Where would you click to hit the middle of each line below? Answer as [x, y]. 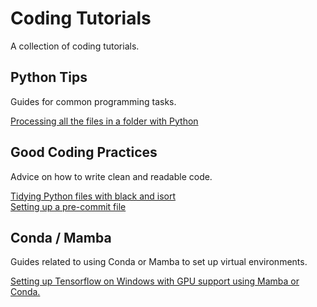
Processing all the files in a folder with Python [104, 121]
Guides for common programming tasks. [93, 101]
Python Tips [49, 77]
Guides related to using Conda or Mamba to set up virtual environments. [159, 262]
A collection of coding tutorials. [75, 46]
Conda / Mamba [61, 237]
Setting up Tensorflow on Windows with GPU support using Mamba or [155, 281]
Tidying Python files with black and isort [93, 196]
